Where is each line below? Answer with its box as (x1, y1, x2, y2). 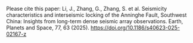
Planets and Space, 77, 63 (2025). (6, 24, 89, 31)
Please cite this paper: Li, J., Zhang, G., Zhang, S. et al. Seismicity (6, 5, 167, 12)
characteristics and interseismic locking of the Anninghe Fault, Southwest (6, 11, 187, 19)
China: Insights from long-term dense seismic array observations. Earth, (6, 18, 183, 24)
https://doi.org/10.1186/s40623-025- (90, 24, 180, 31)
